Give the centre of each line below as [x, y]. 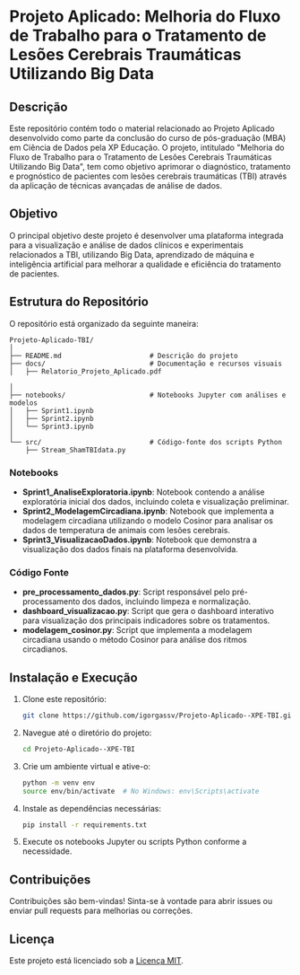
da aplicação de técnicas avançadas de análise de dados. [116, 185]
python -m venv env [59, 783]
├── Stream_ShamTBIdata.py [76, 450]
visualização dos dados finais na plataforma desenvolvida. [130, 549]
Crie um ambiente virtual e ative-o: [86, 766]
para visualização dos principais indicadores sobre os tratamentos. [146, 620]
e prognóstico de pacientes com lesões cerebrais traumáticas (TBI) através [148, 176]
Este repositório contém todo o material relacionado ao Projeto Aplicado [142, 128]
